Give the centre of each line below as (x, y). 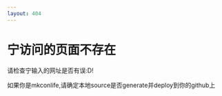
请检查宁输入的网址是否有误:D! (51, 70)
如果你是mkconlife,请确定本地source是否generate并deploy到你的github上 (111, 85)
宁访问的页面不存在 (62, 50)
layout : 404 (24, 13)
